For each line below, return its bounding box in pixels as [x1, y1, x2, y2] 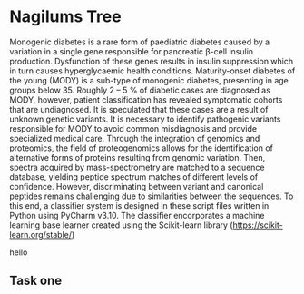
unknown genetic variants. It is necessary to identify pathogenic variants [9, 113, 281, 124]
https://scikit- [232, 220, 283, 230]
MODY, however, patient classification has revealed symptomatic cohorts [9, 93, 283, 105]
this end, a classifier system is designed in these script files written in [9, 200, 270, 211]
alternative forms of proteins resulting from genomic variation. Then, [9, 152, 266, 162]
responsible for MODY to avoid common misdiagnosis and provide [9, 122, 257, 133]
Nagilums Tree [9, 6, 122, 27]
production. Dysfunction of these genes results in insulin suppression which [9, 55, 294, 66]
